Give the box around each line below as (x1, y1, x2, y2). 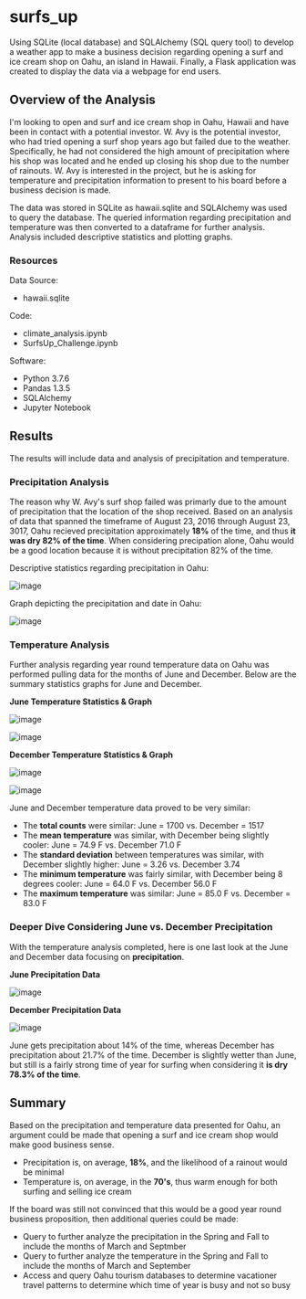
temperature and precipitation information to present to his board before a (9, 174, 287, 185)
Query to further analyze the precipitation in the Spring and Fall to (22, 1230, 270, 1241)
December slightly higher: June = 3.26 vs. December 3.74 (22, 859, 240, 870)
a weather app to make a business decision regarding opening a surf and (9, 46, 284, 57)
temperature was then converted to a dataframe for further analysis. (9, 221, 266, 232)
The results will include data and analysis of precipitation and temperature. (9, 452, 290, 463)
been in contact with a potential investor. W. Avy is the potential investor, (9, 126, 280, 137)
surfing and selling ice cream (22, 1186, 132, 1197)
